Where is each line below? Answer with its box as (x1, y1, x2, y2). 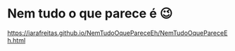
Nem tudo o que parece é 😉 (7, 6, 173, 22)
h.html (7, 36, 26, 44)
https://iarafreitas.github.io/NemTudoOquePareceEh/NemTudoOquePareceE (7, 29, 228, 37)
